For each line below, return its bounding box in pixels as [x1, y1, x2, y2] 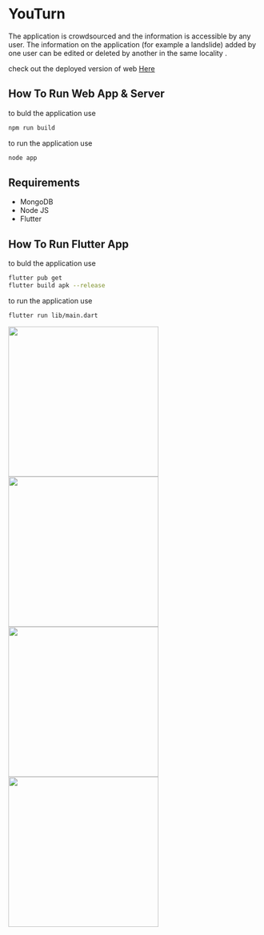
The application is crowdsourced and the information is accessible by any [8, 31, 251, 41]
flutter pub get [8, 274, 62, 283]
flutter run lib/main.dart [8, 311, 98, 319]
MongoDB [19, 197, 54, 207]
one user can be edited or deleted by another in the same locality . [8, 48, 228, 58]
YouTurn [8, 5, 66, 23]
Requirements [8, 175, 80, 189]
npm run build [8, 123, 56, 132]
